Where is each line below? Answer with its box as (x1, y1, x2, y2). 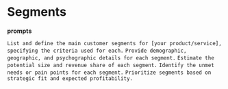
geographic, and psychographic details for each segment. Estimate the (7, 54, 214, 62)
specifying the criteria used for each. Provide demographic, (7, 47, 187, 54)
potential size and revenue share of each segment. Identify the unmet (7, 62, 214, 68)
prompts (7, 27, 32, 35)
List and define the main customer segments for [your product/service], (7, 40, 223, 47)
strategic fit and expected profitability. (7, 75, 134, 82)
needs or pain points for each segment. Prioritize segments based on (7, 69, 212, 76)
